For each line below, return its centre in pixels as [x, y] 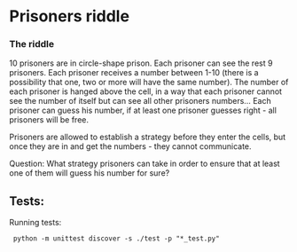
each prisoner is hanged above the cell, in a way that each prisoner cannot [145, 91]
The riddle [32, 44]
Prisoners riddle [70, 16]
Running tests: [35, 223]
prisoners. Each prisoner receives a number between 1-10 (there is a [134, 73]
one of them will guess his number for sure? [90, 173]
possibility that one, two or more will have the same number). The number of [149, 83]
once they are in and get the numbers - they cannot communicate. [130, 146]
